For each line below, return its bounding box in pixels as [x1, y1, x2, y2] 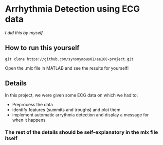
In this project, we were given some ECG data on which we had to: [5, 92, 138, 98]
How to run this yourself [5, 44, 80, 52]
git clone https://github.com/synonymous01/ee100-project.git [5, 57, 134, 62]
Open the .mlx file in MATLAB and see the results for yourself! [5, 65, 129, 71]
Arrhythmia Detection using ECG [5, 3, 140, 15]
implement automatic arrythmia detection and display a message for [12, 112, 149, 117]
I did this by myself [5, 30, 43, 35]
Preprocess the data [12, 101, 53, 107]
